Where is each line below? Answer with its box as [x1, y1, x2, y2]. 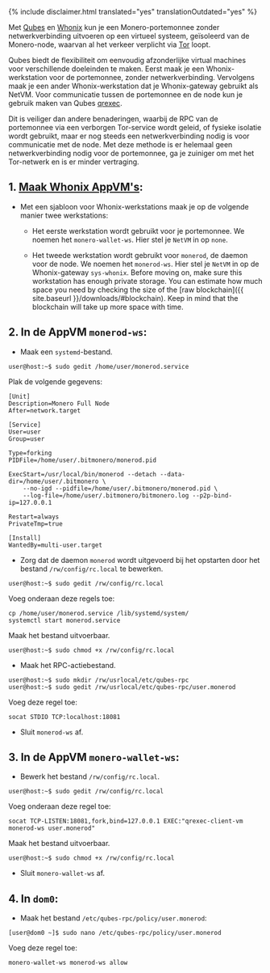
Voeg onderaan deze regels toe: [8, 594, 115, 603]
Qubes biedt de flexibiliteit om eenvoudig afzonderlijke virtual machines [8, 56, 247, 65]
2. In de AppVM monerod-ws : [8, 325, 147, 339]
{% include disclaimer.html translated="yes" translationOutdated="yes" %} [8, 7, 258, 16]
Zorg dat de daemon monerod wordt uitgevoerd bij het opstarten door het [19, 555, 260, 565]
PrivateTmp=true [8, 519, 63, 528]
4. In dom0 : [8, 891, 59, 905]
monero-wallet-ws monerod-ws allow [8, 958, 128, 967]
